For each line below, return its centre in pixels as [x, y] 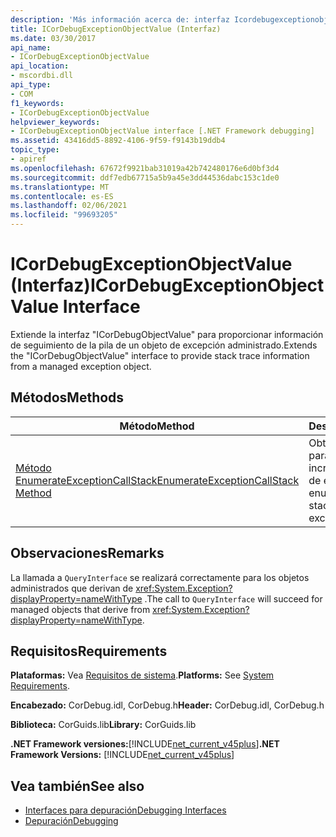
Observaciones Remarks [87, 553]
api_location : [40, 66]
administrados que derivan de [72, 588]
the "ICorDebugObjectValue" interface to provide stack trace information [160, 355]
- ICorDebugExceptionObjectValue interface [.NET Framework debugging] [162, 131]
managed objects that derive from [80, 609]
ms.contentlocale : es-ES [62, 196]
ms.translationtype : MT [60, 187]
